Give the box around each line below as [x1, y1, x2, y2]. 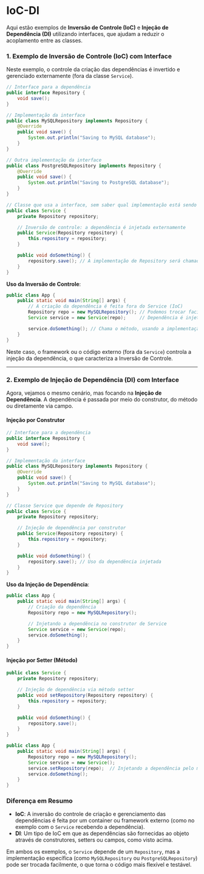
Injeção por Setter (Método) [6, 656, 78, 664]
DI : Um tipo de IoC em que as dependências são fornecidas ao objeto [15, 830, 189, 837]
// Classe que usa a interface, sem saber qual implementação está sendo [6, 202, 197, 208]
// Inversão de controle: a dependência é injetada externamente [17, 224, 186, 230]
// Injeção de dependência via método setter [17, 686, 135, 693]
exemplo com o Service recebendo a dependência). [15, 823, 145, 831]
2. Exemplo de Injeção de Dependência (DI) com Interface [6, 375, 179, 384]
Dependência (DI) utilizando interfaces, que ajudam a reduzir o [6, 30, 165, 37]
